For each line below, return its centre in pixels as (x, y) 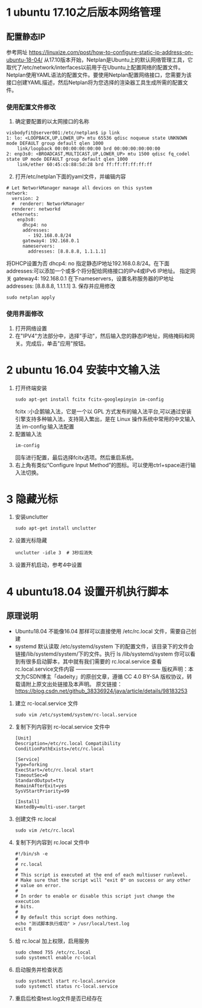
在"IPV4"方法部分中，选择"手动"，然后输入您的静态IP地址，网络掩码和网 (105, 335)
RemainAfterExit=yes (41, 786)
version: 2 (25, 199)
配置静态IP (26, 37)
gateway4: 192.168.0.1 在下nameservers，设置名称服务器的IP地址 (93, 279)
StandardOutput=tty (39, 781)
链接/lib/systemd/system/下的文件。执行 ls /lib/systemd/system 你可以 (103, 654)
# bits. (24, 907)
